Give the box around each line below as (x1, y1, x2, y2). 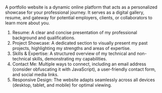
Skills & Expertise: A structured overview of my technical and (12, 50, 136, 56)
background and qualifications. (12, 35, 75, 41)
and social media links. (12, 72, 59, 77)
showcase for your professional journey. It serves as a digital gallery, (5, 9, 144, 15)
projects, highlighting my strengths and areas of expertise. (12, 46, 131, 51)
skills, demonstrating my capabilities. (32, 56, 107, 61)
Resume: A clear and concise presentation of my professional (12, 30, 137, 35)
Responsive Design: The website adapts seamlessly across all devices (12, 77, 155, 83)
